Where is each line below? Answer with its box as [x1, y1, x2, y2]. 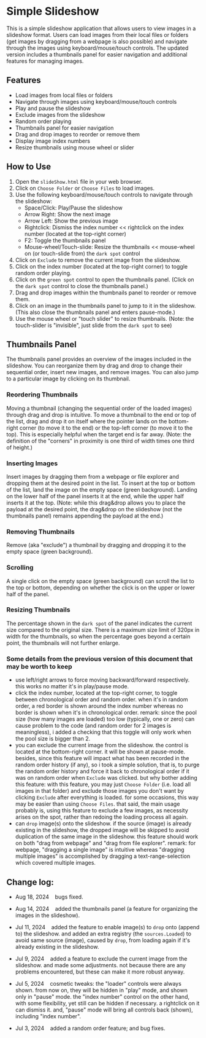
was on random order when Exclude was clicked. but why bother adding [15, 774, 197, 782]
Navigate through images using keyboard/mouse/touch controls [15, 98, 177, 105]
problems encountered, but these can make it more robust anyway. [15, 968, 185, 975]
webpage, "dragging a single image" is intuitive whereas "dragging [15, 846, 185, 854]
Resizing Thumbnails [6, 605, 71, 614]
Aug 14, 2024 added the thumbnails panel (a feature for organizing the [15, 905, 198, 912]
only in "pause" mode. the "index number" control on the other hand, [15, 993, 190, 1000]
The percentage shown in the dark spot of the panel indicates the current [6, 619, 193, 627]
